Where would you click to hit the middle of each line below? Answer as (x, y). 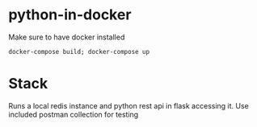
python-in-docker (70, 15)
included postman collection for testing (74, 114)
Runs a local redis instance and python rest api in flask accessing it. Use (128, 105)
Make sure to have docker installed (67, 37)
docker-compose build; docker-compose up (79, 51)
